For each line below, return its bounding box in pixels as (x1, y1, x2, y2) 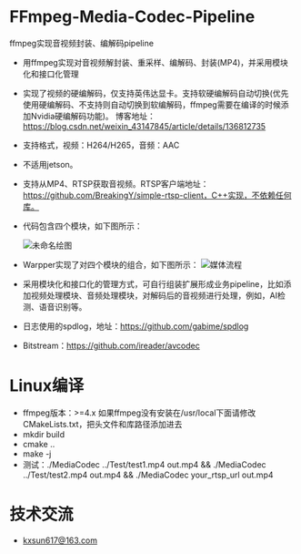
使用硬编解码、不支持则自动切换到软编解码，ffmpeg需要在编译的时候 (22, 98, 282, 110)
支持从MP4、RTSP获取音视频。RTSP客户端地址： (22, 178, 209, 189)
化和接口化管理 (22, 68, 79, 79)
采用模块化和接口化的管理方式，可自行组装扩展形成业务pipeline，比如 (22, 278, 284, 289)
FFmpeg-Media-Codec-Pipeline (9, 6, 256, 27)
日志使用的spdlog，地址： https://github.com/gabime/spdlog (22, 321, 249, 332)
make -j (22, 448, 52, 459)
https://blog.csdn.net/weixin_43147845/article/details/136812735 (22, 120, 266, 131)
